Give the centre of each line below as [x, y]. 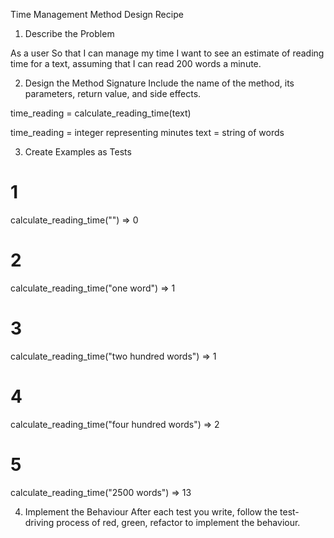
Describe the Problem [69, 33]
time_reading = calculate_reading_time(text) [101, 113]
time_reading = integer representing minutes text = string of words [147, 132]
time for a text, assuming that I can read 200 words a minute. [136, 63]
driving [39, 522]
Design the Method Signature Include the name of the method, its [159, 83]
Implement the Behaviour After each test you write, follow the [151, 511]
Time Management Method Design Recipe [97, 14]
